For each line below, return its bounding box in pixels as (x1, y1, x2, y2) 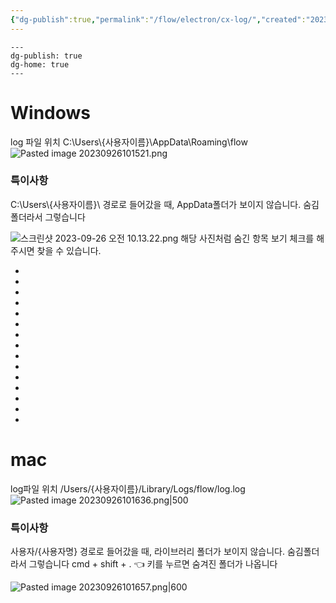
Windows (10, 101, 91, 124)
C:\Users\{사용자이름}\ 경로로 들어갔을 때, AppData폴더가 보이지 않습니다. (10, 198, 302, 210)
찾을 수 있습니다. (36, 244, 102, 256)
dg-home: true (10, 59, 70, 70)
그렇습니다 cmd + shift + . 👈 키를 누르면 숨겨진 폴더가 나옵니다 (28, 558, 278, 570)
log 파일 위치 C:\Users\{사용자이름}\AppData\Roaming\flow (10, 136, 248, 148)
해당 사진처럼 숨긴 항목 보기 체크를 (180, 232, 315, 244)
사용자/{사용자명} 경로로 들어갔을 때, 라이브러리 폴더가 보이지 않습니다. (10, 546, 286, 558)
